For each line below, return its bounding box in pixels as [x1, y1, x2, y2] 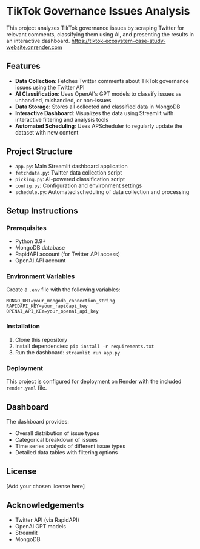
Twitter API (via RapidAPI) [15, 516, 80, 524]
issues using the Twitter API [15, 84, 85, 91]
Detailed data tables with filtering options [15, 448, 118, 456]
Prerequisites [6, 224, 47, 232]
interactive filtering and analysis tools [15, 116, 109, 123]
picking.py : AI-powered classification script [15, 175, 125, 182]
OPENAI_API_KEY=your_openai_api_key [6, 308, 99, 314]
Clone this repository [15, 336, 68, 343]
